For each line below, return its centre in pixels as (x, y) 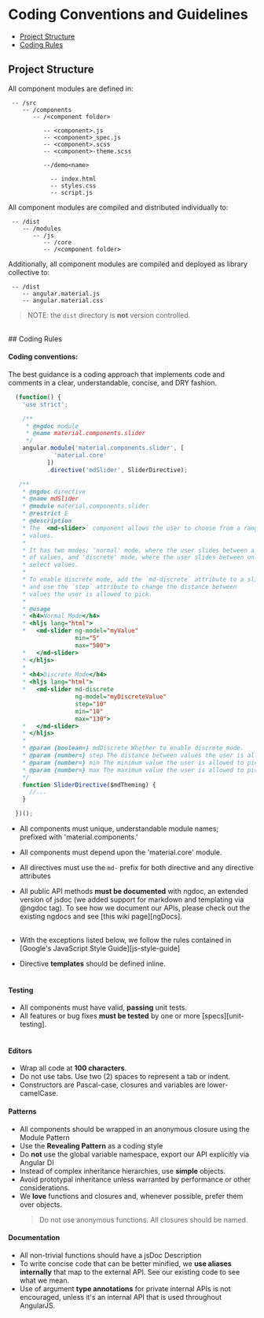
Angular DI (37, 1162)
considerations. (45, 1187)
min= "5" (88, 639)
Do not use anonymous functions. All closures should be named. (143, 1219)
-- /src (24, 103)
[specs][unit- (223, 1016)
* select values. (51, 565)
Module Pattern (44, 1137)
